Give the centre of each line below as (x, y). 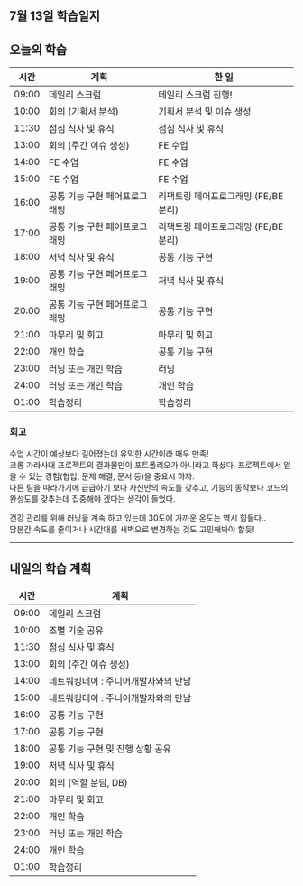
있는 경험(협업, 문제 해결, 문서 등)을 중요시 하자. (112, 475)
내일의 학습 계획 (50, 568)
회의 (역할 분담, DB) (88, 783)
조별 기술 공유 (76, 631)
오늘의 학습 (38, 49)
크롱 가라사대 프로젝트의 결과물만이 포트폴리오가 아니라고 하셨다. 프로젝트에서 (146, 465)
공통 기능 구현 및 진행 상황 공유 (110, 749)
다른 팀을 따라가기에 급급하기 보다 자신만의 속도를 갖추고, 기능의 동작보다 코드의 (149, 487)
